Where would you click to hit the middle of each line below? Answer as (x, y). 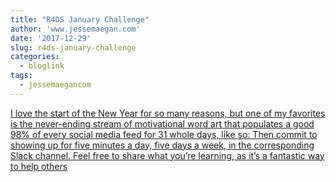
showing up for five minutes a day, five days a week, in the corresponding (162, 145)
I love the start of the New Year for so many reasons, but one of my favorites (168, 113)
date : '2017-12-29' (51, 38)
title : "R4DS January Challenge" (80, 19)
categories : (35, 57)
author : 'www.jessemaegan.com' (75, 29)
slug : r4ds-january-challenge (73, 47)
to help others (39, 166)
